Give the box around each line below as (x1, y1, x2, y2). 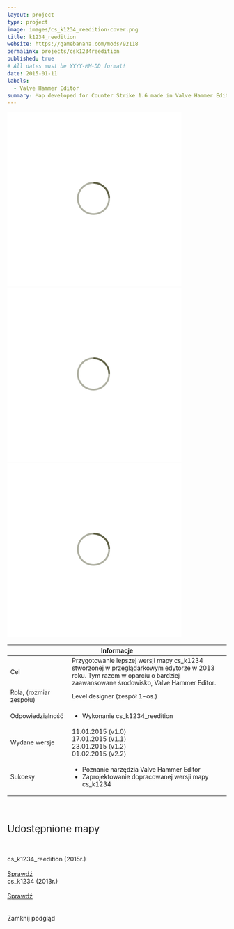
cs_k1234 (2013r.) (7, 877, 58, 885)
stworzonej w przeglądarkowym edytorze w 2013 (72, 664, 215, 672)
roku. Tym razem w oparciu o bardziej (72, 671, 180, 679)
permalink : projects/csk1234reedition (7, 48, 120, 55)
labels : (7, 77, 30, 84)
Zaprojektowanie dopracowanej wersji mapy (82, 773, 209, 781)
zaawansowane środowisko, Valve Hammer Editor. (72, 679, 217, 687)
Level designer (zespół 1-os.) (72, 692, 158, 700)
